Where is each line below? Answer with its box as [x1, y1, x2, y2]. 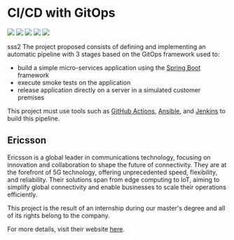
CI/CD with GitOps [7, 5, 116, 21]
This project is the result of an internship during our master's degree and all [7, 204, 226, 212]
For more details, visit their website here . [7, 225, 125, 233]
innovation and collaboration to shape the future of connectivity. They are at [7, 160, 227, 169]
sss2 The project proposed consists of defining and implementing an [7, 42, 207, 50]
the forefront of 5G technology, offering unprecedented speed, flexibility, [7, 168, 218, 176]
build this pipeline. [7, 114, 60, 122]
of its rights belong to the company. [7, 211, 110, 220]
